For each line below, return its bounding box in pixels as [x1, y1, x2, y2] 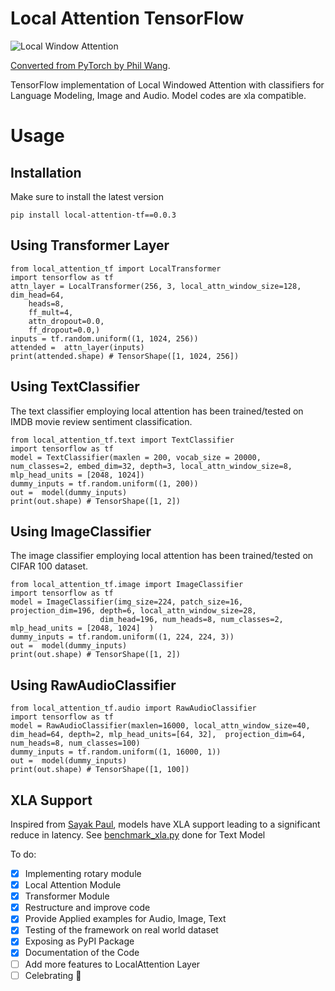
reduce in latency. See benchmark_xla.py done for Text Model [10, 829, 266, 841]
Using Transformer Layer [10, 237, 170, 254]
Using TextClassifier [10, 378, 140, 396]
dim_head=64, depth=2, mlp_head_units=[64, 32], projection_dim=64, [10, 730, 307, 740]
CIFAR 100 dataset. [10, 560, 88, 572]
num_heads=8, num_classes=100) [10, 738, 141, 749]
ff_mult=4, [28, 307, 74, 317]
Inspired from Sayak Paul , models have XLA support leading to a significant [10, 818, 321, 830]
